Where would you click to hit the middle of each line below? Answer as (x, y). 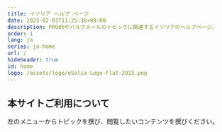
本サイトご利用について (59, 103)
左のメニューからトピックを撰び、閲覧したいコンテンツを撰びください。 (113, 121)
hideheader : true (33, 60)
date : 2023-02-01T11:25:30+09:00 (57, 20)
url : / (17, 54)
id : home (20, 66)
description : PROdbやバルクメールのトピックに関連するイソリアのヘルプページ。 (112, 27)
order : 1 (20, 34)
